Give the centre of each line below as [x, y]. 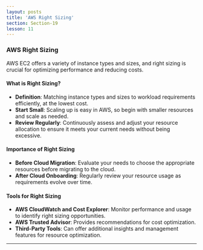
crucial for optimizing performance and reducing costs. [75, 70]
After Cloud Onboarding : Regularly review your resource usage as [98, 176]
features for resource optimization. [58, 235]
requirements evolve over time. [53, 182]
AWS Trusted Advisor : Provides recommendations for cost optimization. [105, 222]
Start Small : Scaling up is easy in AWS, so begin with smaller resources [104, 110]
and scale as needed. [42, 116]
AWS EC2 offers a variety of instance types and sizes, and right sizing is [96, 63]
